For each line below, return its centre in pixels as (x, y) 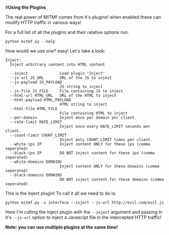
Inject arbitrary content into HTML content (57, 65)
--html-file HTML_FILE (34, 109)
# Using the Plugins (26, 7)
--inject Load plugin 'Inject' (57, 73)
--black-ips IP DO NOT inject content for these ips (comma (82, 153)
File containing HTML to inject (94, 113)
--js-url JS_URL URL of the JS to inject (61, 78)
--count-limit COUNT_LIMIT (38, 135)
